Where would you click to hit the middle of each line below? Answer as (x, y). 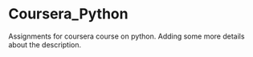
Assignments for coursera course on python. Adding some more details (126, 36)
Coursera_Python (68, 14)
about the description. (45, 44)
